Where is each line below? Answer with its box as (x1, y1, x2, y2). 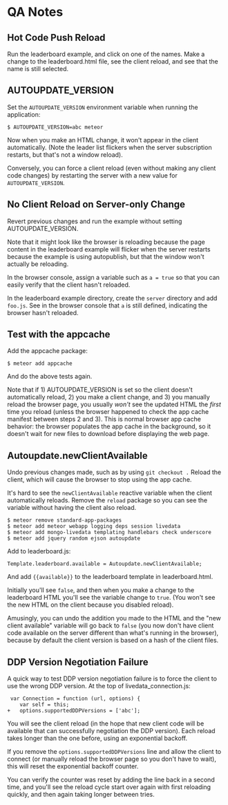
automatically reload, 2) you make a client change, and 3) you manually (7, 393, 211, 401)
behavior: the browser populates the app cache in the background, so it (7, 422, 211, 430)
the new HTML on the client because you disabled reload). (7, 600, 174, 609)
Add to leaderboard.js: (7, 547, 71, 556)
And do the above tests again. (7, 372, 93, 381)
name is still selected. (7, 65, 69, 73)
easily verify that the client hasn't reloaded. (7, 281, 131, 289)
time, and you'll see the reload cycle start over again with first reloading (7, 783, 211, 791)
